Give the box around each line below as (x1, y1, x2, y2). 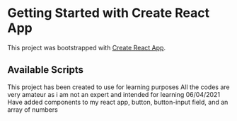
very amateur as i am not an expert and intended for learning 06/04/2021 (7, 90, 221, 98)
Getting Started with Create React (7, 5, 210, 21)
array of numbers (7, 105, 58, 114)
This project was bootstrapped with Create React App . (7, 43, 166, 52)
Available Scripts (7, 64, 83, 76)
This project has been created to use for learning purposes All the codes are (7, 83, 230, 91)
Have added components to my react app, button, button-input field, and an (7, 98, 229, 106)
